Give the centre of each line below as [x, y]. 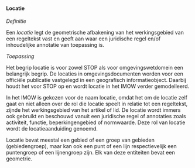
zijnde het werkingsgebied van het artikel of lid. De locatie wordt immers [93, 110]
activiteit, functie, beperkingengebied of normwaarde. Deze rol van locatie [96, 122]
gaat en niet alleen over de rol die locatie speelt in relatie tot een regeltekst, [97, 104]
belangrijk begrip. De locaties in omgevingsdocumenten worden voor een [95, 74]
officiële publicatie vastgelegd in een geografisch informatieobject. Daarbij [96, 80]
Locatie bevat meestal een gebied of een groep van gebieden [81, 140]
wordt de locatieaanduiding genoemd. [52, 129]
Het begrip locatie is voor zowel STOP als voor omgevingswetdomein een [95, 68]
